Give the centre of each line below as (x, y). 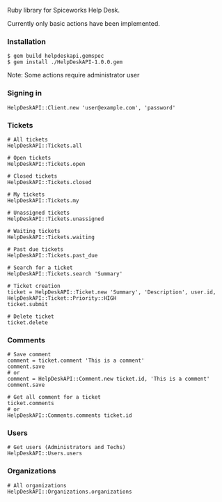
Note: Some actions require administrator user (73, 75)
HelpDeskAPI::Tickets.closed (49, 182)
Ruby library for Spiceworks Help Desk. (64, 10)
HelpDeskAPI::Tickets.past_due (53, 255)
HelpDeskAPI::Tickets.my (43, 200)
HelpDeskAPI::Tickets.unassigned (56, 219)
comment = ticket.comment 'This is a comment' (76, 361)
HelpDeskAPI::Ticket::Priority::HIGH (62, 298)
